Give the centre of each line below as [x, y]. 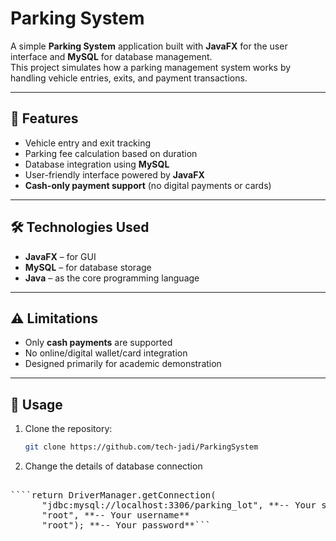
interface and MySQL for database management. [111, 56]
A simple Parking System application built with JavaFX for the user [149, 46]
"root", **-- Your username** [115, 515]
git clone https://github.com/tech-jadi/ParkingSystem [141, 447]
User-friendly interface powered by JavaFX [114, 174]
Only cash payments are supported [98, 343]
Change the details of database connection [113, 466]
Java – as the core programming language [112, 278]
